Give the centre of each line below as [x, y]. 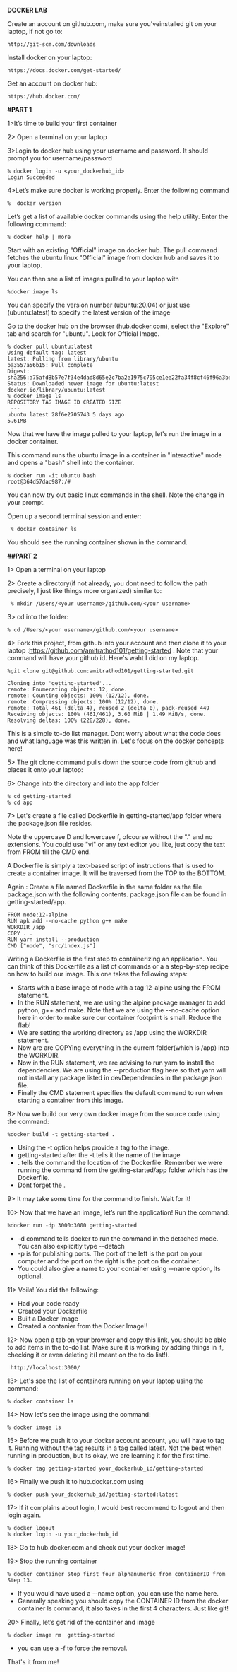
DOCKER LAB [27, 10]
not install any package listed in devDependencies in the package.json [120, 1078]
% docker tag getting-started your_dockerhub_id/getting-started [105, 1468]
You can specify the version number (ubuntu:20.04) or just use [99, 305]
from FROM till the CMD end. [49, 852]
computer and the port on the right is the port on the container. [109, 1261]
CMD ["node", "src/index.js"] [52, 946]
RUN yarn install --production [53, 940]
